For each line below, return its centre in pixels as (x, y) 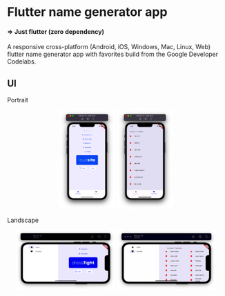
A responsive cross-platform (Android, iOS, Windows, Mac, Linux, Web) (109, 47)
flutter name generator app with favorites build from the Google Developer (113, 54)
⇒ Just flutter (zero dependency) (56, 31)
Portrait (18, 100)
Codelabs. (22, 62)
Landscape (23, 220)
